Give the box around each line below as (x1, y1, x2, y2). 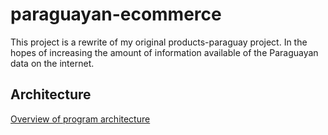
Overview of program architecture (10, 113, 151, 125)
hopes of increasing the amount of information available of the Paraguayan (10, 46, 319, 58)
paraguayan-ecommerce (10, 3, 222, 26)
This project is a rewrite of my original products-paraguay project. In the (10, 36, 308, 48)
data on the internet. (10, 57, 95, 69)
